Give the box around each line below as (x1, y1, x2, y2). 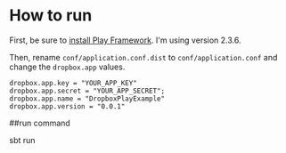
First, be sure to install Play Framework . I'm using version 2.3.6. (9, 35, 241, 45)
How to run (9, 5, 93, 26)
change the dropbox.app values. (9, 61, 126, 72)
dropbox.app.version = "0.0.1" (9, 101, 126, 111)
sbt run (9, 134, 36, 145)
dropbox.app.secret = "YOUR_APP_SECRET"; (9, 86, 166, 95)
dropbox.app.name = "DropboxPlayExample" (9, 94, 166, 103)
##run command (9, 117, 71, 128)
